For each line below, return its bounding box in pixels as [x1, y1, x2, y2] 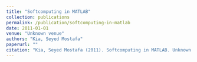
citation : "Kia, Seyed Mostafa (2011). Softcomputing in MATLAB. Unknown [6, 47, 192, 53]
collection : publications [6, 14, 70, 20]
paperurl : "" [6, 42, 38, 48]
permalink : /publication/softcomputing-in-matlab [6, 19, 131, 25]
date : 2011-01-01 [6, 25, 49, 31]
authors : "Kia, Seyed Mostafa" [6, 36, 83, 42]
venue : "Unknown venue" [6, 31, 65, 37]
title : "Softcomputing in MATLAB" [6, 8, 91, 15]
